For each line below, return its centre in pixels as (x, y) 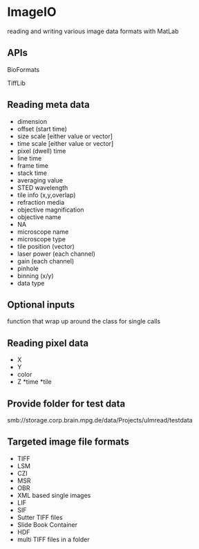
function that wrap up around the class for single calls (84, 322)
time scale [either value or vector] (65, 143)
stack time (32, 173)
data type (31, 283)
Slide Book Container (47, 524)
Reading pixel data (48, 343)
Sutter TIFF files (40, 517)
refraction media (41, 202)
